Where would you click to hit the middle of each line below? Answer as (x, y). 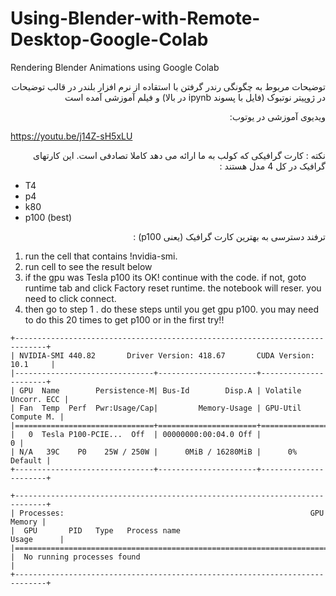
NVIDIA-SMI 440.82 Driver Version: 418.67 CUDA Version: (167, 355)
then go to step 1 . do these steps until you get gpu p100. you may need (172, 309)
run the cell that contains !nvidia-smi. (101, 256)
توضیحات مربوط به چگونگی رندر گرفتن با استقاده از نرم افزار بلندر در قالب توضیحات (168, 86)
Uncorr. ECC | (40, 399)
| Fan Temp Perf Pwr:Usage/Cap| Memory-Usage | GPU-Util (156, 408)
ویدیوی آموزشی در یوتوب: (277, 116)
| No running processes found (75, 557)
